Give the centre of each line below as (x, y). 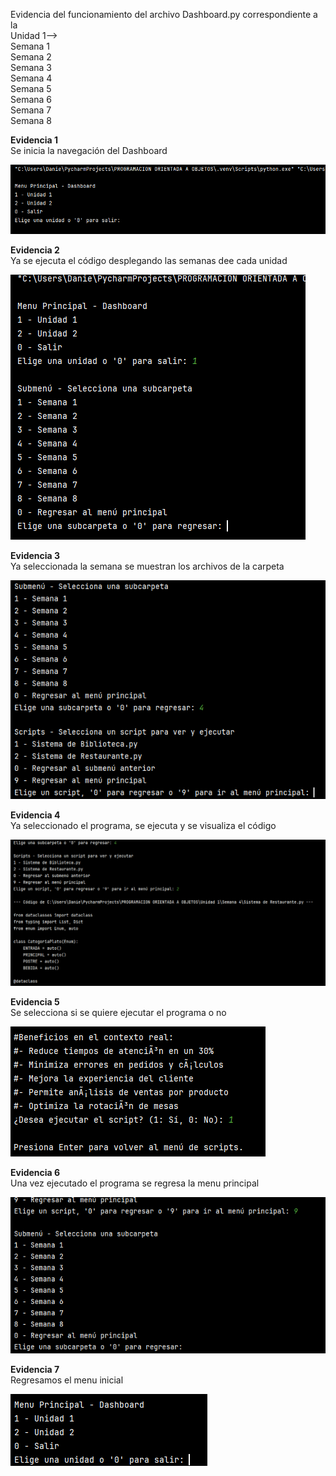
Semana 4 (31, 78)
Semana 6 (31, 99)
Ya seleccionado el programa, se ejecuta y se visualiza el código (143, 825)
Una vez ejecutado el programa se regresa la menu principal (135, 1183)
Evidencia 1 (34, 140)
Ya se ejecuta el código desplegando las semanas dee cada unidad (149, 261)
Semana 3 (31, 67)
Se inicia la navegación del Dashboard (89, 150)
